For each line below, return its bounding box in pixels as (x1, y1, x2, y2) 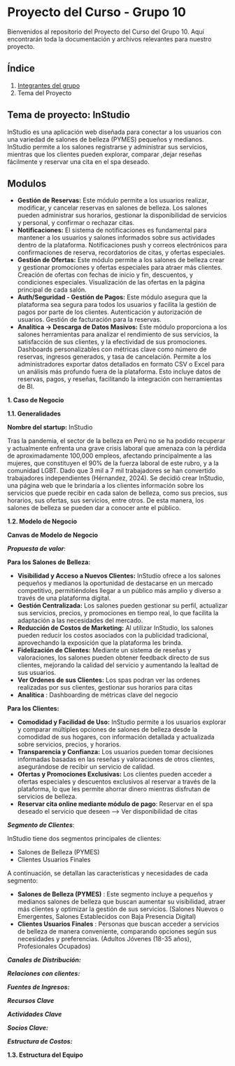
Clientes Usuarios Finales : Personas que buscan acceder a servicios (17, 920, 220, 929)
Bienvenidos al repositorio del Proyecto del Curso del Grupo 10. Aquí (7, 27, 204, 36)
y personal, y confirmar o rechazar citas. (17, 219, 135, 227)
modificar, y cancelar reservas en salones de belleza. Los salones (17, 204, 208, 212)
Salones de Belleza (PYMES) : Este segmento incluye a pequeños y (17, 890, 213, 898)
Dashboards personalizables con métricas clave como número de (17, 345, 207, 354)
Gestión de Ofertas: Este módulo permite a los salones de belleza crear (17, 256, 225, 264)
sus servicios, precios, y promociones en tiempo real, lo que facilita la (17, 609, 219, 617)
